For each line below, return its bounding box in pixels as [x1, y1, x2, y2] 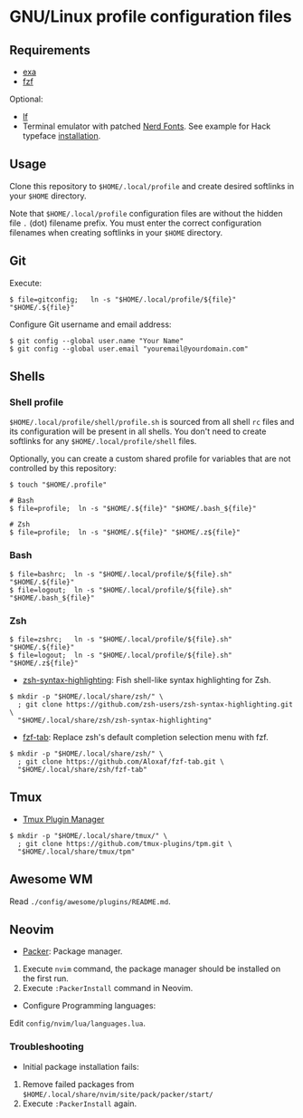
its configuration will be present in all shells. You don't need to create [9, 426, 267, 437]
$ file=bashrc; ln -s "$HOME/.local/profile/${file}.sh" [9, 569, 232, 579]
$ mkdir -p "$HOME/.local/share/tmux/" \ [9, 831, 168, 840]
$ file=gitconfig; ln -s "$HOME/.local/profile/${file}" [9, 294, 237, 304]
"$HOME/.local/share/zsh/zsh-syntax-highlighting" [17, 716, 213, 725]
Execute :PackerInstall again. [22, 1098, 137, 1109]
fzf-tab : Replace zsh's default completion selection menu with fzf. [22, 731, 269, 742]
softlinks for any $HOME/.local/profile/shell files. [9, 436, 197, 447]
